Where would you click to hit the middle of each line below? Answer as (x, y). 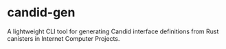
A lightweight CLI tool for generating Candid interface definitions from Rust (113, 31)
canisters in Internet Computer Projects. (64, 38)
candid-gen (41, 13)
